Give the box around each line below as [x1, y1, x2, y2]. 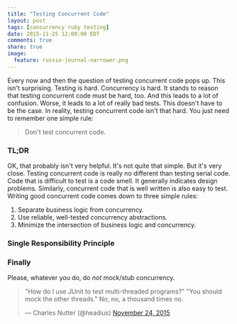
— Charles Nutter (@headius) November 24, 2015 [24, 308, 170, 317]
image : [7, 50, 27, 58]
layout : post [7, 17, 46, 24]
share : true [7, 43, 43, 50]
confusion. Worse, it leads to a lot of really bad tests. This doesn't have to [7, 99, 223, 107]
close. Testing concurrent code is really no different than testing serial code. [7, 169, 231, 178]
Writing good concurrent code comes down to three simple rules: [7, 192, 199, 200]
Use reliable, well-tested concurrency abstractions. [17, 213, 168, 222]
